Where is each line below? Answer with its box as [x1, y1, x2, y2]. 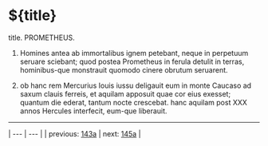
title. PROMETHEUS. [8, 33, 76, 42]
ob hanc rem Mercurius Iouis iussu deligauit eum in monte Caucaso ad [19, 81, 252, 90]
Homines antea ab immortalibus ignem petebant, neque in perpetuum [19, 48, 249, 57]
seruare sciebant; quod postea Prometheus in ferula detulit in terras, [19, 57, 245, 66]
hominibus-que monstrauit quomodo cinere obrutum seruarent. [19, 65, 229, 74]
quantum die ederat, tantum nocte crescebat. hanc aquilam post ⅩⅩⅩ [19, 97, 247, 107]
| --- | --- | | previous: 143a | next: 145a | [8, 128, 141, 138]
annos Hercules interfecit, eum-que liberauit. [19, 106, 167, 116]
